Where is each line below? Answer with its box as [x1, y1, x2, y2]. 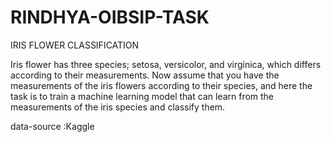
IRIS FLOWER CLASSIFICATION [10, 39, 140, 51]
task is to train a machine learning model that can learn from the [10, 90, 275, 102]
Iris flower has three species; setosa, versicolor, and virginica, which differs [10, 58, 322, 70]
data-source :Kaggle [10, 120, 95, 132]
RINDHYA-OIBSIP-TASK [10, 6, 210, 29]
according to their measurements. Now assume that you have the [10, 69, 280, 81]
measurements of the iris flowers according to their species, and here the [10, 79, 313, 91]
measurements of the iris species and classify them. [10, 101, 226, 113]
